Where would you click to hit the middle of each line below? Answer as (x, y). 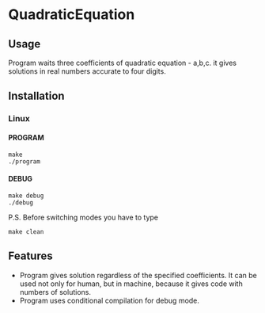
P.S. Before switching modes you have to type (83, 217)
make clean (26, 231)
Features (30, 256)
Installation (36, 96)
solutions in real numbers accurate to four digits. (87, 71)
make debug (26, 196)
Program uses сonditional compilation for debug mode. (110, 300)
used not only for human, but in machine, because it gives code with (131, 284)
